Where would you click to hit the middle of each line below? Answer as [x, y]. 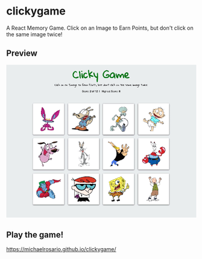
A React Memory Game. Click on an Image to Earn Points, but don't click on [100, 28]
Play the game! [35, 234]
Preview [22, 54]
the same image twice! [34, 34]
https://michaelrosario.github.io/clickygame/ [61, 249]
